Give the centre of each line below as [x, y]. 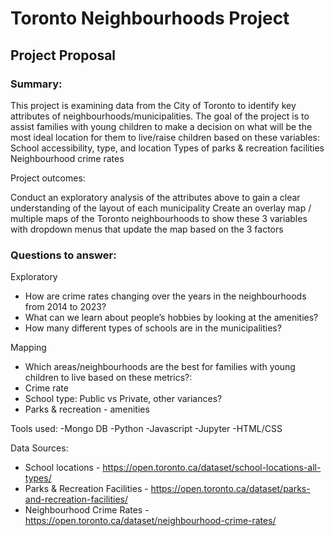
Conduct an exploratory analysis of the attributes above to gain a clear [155, 197]
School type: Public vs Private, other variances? [123, 399]
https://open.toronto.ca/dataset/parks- [230, 489]
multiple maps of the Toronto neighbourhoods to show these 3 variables [159, 218]
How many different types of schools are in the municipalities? [153, 328]
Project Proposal [63, 55]
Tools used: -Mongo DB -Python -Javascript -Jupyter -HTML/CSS [146, 429]
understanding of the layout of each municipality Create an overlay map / [161, 208]
